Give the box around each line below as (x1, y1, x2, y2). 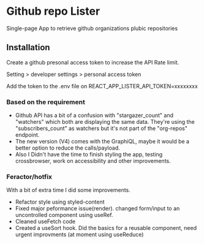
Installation (6, 42, 50, 53)
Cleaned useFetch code (15, 218, 76, 225)
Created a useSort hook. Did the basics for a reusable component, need (15, 224, 197, 232)
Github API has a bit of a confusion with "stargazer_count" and (15, 112, 173, 119)
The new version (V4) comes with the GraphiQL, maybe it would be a (15, 138, 190, 145)
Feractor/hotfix (6, 172, 53, 181)
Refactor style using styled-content (15, 198, 105, 206)
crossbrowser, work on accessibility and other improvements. (15, 158, 172, 165)
